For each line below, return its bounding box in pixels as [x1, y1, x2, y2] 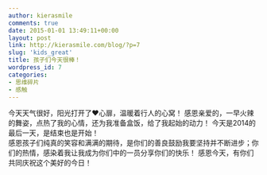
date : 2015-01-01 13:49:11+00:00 [8, 26, 119, 34]
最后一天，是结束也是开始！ [8, 128, 99, 138]
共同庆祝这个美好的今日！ [8, 158, 92, 168]
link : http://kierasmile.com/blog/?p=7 [8, 41, 141, 49]
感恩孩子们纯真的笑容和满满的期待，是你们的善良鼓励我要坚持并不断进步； [8, 138, 252, 148]
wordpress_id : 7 [8, 64, 62, 72]
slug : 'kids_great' [8, 49, 73, 56]
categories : [8, 71, 48, 79]
